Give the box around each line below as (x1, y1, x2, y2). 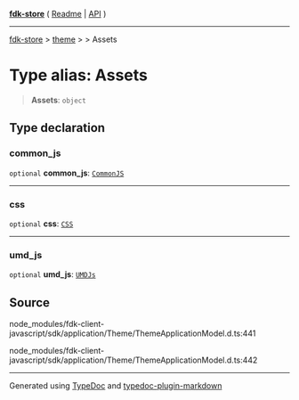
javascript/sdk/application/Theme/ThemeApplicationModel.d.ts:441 (9, 328, 256, 339)
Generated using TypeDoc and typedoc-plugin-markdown (9, 380, 222, 391)
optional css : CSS (9, 218, 74, 229)
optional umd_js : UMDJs (9, 269, 96, 280)
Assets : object (30, 94, 86, 105)
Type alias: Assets (9, 65, 149, 86)
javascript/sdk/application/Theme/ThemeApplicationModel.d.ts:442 (9, 355, 258, 365)
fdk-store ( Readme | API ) (9, 9, 107, 19)
